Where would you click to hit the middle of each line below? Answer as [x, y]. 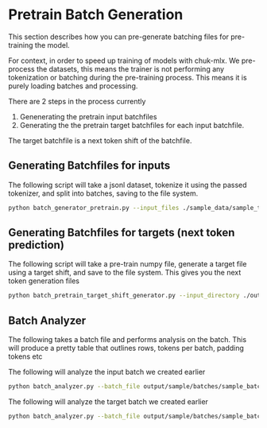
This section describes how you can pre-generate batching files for [118, 37]
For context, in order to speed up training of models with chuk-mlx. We [124, 60]
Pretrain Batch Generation [96, 15]
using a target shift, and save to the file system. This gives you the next [125, 273]
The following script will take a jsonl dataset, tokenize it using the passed [128, 185]
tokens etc [25, 356]
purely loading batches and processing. [73, 86]
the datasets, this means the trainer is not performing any [130, 68]
